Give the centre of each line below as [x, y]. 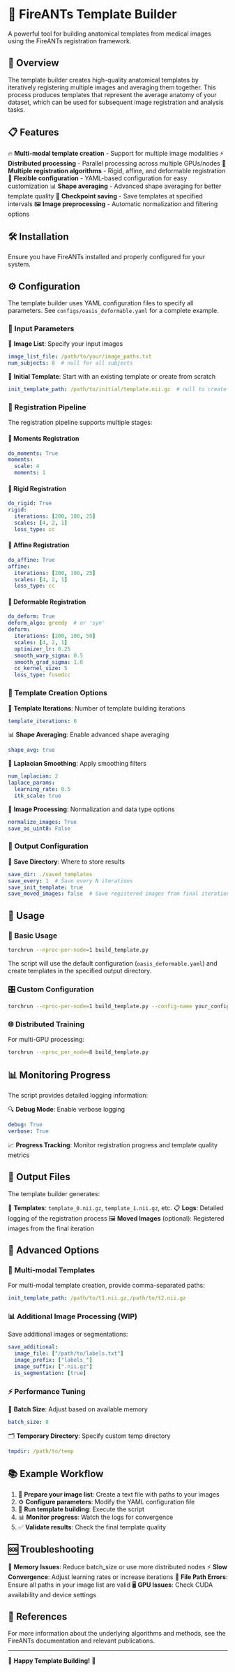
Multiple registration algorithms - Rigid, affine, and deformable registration [117, 170]
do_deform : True [31, 617]
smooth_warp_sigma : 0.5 [48, 655]
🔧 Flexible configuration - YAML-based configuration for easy [98, 178]
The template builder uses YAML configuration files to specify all [101, 303]
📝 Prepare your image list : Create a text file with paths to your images [119, 1494]
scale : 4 [27, 466]
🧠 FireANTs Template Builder [92, 14]
